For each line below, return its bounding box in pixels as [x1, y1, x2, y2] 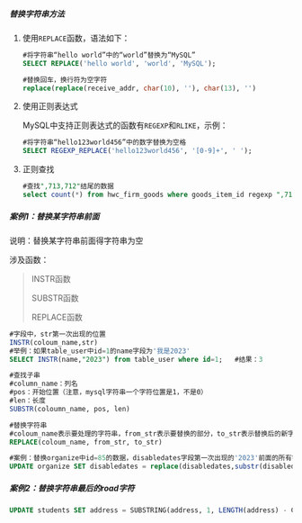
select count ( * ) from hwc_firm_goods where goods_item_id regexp [22, 190, 272, 200]
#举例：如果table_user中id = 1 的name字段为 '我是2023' [9, 347, 191, 356]
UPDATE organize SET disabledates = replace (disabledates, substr [9, 462, 259, 472]
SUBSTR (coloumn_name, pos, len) [9, 404, 130, 413]
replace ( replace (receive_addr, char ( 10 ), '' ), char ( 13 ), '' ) [22, 84, 257, 93]
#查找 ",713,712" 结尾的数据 [22, 182, 114, 191]
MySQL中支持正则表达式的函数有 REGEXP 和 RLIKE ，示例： [22, 120, 228, 131]
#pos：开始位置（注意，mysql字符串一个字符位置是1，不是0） [9, 388, 209, 397]
